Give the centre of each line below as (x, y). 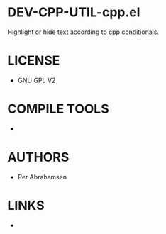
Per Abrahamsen (42, 177)
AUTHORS (38, 157)
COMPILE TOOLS (58, 109)
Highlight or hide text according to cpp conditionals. (83, 32)
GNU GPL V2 (37, 80)
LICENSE (34, 61)
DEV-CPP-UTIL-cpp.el (74, 12)
